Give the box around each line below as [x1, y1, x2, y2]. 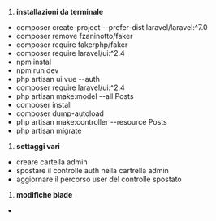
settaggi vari [15, 142, 61, 151]
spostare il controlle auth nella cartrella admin [15, 166, 169, 175]
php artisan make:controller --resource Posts [15, 117, 168, 126]
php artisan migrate [15, 125, 82, 135]
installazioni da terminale [15, 7, 104, 16]
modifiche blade [15, 190, 73, 199]
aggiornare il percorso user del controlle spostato [15, 174, 183, 184]
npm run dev [15, 66, 59, 75]
